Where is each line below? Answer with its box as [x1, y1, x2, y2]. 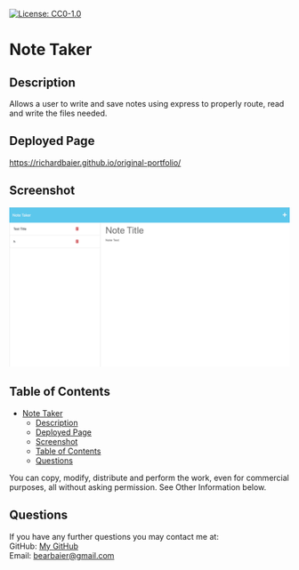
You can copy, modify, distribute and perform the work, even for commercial [9, 472, 289, 483]
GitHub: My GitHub [9, 541, 78, 551]
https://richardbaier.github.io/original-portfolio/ [9, 157, 182, 168]
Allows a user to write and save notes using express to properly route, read [9, 99, 285, 108]
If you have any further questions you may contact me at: [9, 531, 220, 542]
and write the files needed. [9, 108, 108, 118]
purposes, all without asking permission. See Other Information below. [9, 481, 267, 493]
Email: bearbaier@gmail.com [9, 550, 115, 560]
